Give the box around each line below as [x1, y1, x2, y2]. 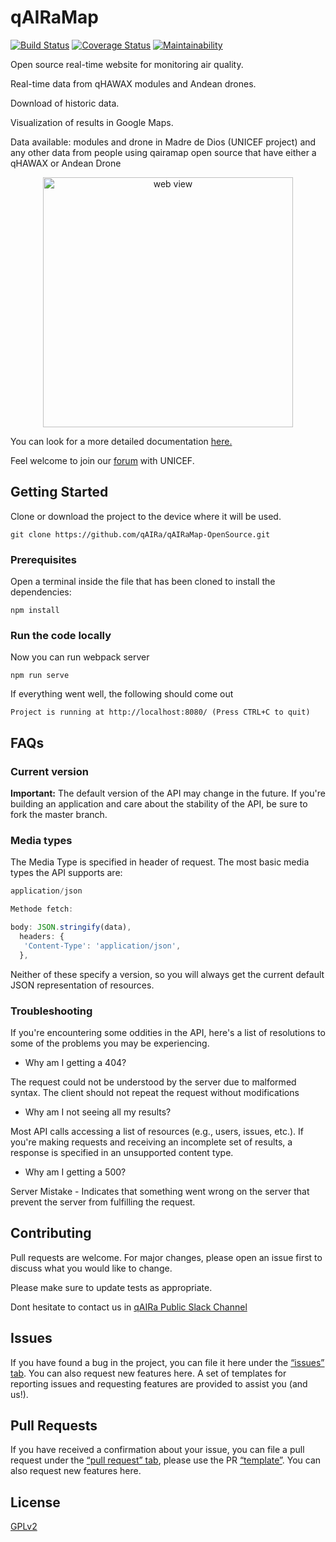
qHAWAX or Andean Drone [10, 157, 122, 169]
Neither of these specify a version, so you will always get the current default [10, 968, 325, 980]
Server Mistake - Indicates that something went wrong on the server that [10, 1185, 310, 1197]
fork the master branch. [10, 809, 108, 821]
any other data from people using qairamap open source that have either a [10, 146, 317, 158]
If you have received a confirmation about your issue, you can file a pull [10, 1444, 305, 1456]
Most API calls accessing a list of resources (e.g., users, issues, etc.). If [10, 1125, 304, 1137]
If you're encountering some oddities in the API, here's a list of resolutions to [10, 1026, 326, 1038]
